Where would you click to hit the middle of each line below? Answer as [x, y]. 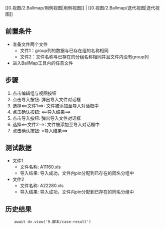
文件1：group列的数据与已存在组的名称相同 [64, 50]
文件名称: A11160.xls [40, 167]
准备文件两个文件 [30, 44]
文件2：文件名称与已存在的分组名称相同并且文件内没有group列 [84, 56]
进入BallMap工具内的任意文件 [43, 63]
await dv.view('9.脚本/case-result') [53, 222]
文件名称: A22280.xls [42, 186]
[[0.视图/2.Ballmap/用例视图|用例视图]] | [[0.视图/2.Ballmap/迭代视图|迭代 [80, 8]
